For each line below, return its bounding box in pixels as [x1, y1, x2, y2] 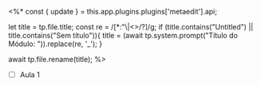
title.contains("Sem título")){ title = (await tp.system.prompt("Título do [8, 31, 238, 40]
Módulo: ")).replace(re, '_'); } [8, 39, 102, 49]
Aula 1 [19, 70, 40, 79]
